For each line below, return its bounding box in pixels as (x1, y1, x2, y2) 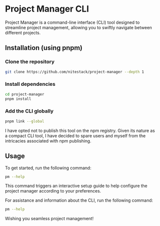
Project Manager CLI (5, 3, 89, 15)
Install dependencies (5, 81, 56, 88)
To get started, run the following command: (5, 165, 92, 171)
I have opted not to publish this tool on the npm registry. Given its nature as (5, 128, 155, 133)
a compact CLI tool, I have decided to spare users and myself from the (5, 132, 146, 139)
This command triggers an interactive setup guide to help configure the (5, 183, 148, 189)
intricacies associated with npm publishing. (5, 138, 92, 144)
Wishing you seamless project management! (5, 216, 94, 222)
